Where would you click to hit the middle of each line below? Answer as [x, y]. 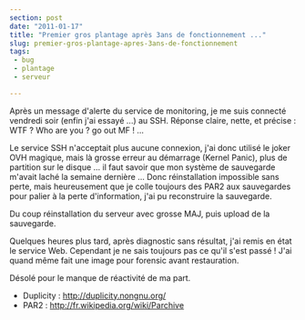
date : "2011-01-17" [46, 26]
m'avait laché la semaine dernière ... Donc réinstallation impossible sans [144, 176]
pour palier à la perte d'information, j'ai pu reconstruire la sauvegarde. [141, 195]
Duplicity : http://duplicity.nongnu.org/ [94, 295]
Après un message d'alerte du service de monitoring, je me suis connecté [148, 111]
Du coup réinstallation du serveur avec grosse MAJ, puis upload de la [140, 214]
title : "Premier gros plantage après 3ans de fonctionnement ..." [138, 35]
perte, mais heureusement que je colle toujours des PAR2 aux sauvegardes [150, 186]
